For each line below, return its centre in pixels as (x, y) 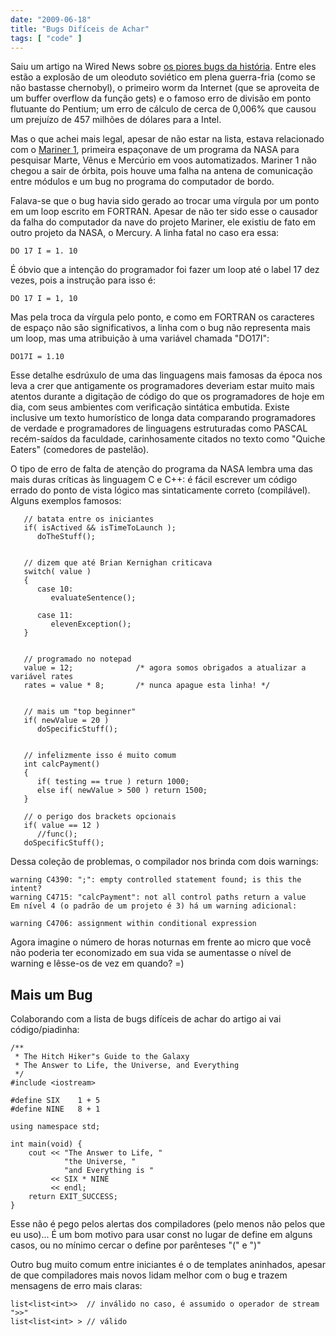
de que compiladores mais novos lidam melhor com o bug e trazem (149, 1275)
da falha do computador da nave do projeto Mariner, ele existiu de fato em (163, 222)
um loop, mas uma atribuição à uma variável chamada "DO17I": (140, 338)
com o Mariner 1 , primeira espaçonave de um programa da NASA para (155, 150)
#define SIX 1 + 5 (55, 1101)
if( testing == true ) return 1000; (113, 782)
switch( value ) (57, 572)
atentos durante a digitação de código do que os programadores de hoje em (167, 397)
